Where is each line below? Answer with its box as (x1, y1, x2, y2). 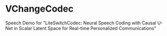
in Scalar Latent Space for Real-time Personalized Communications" (14, 25, 156, 31)
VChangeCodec (5, 3, 74, 15)
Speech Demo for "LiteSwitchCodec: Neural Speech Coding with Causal (5, 20, 156, 26)
